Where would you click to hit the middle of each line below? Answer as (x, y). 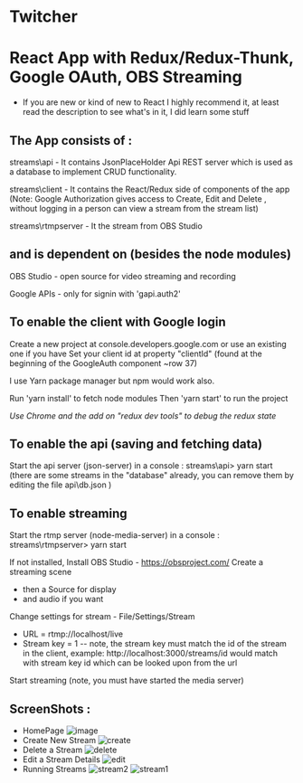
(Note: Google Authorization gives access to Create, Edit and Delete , (138, 198)
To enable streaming (69, 513)
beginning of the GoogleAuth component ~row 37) (103, 363)
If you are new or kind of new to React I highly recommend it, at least (151, 102)
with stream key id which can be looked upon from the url (130, 663)
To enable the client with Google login (118, 322)
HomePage (43, 731)
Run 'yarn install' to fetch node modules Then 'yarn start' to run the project (149, 398)
